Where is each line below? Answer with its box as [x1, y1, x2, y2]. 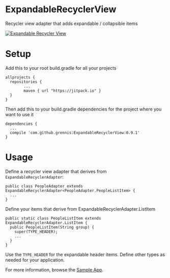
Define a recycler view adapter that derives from [5, 168, 107, 174]
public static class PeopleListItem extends [5, 215, 101, 221]
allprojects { [5, 75, 36, 80]
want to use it [5, 111, 34, 118]
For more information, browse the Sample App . [5, 266, 103, 273]
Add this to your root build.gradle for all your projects [5, 65, 117, 71]
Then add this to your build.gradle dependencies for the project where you [5, 106, 162, 112]
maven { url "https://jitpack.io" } [23, 88, 101, 93]
